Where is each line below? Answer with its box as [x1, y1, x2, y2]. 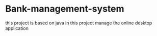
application [5, 25, 29, 31]
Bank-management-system [5, 3, 124, 15]
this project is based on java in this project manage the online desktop [5, 20, 152, 26]
